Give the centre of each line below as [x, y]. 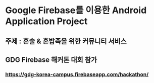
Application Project [46, 21]
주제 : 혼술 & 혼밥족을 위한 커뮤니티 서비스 [66, 41]
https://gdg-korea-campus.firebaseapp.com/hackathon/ [77, 74]
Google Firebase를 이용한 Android [76, 10]
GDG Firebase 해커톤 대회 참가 [51, 60]
